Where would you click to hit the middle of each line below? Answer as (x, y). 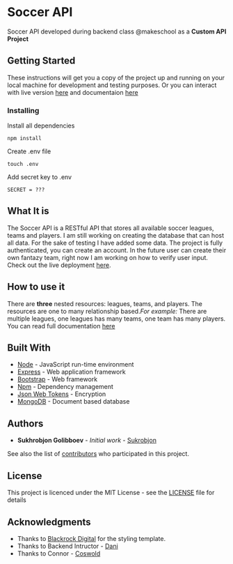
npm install (24, 139)
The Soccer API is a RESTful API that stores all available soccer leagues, (111, 228)
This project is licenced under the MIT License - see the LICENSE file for (111, 493)
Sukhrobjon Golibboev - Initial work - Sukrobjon (87, 441)
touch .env (23, 165)
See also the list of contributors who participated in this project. (98, 454)
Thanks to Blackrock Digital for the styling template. (91, 538)
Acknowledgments (49, 522)
